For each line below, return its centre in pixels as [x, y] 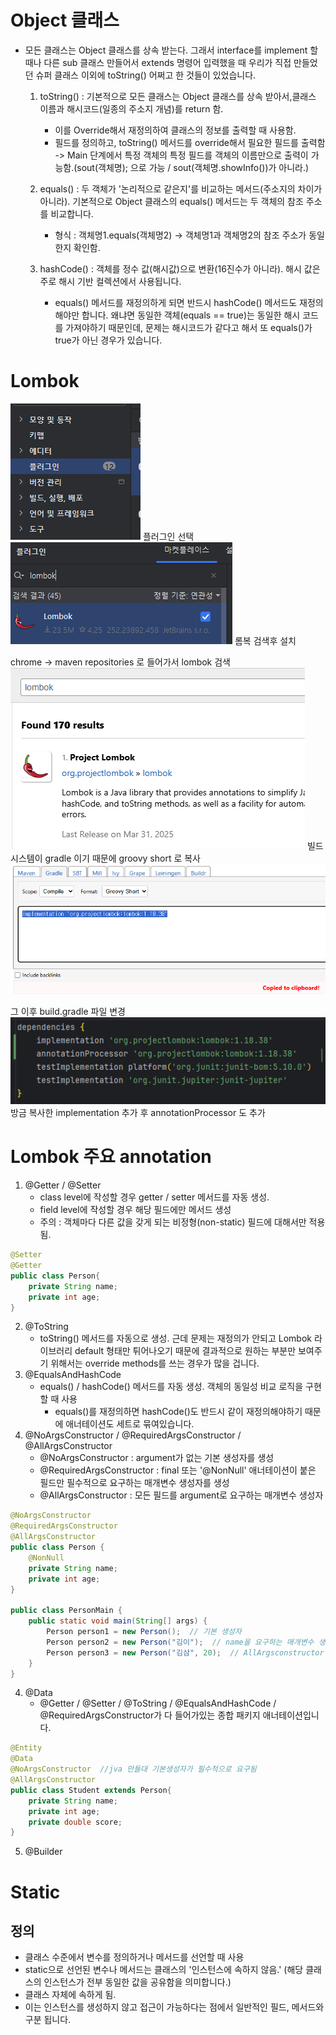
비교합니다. [72, 213]
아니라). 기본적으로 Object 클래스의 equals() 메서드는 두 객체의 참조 [171, 201]
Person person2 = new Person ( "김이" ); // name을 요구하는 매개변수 [180, 1642]
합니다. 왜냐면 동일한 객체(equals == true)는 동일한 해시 [191, 315]
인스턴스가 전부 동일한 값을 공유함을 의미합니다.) [137, 1982]
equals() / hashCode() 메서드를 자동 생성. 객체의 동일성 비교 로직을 [171, 1387]
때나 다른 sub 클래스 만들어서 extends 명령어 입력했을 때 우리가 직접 [158, 62]
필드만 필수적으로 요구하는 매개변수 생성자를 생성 [134, 1483]
